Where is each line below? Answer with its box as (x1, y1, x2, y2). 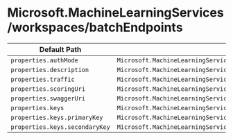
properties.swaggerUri (10, 94, 85, 102)
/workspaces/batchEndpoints (7, 19, 183, 35)
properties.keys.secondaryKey (10, 123, 111, 131)
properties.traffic (10, 75, 75, 83)
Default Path (39, 44, 82, 54)
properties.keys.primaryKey (10, 113, 103, 121)
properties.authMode (10, 56, 78, 64)
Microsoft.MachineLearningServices (7, 5, 224, 21)
